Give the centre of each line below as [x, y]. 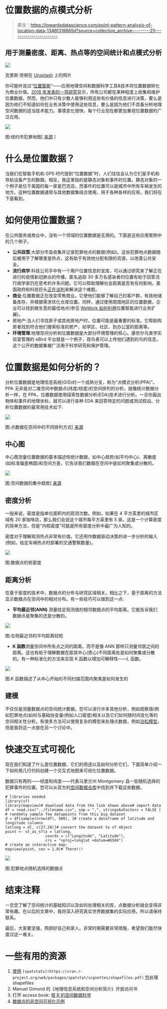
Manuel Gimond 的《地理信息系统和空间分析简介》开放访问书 [75, 989]
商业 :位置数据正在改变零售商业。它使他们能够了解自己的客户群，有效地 [85, 295]
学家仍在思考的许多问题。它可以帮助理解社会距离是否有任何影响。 [89, 283]
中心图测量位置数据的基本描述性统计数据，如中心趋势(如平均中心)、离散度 [81, 457]
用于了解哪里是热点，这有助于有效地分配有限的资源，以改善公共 [86, 258]
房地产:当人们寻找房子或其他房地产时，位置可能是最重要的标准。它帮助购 [87, 320]
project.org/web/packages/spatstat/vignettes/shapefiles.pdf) [78, 978]
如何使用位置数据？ [44, 220]
